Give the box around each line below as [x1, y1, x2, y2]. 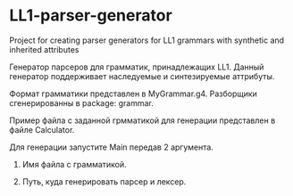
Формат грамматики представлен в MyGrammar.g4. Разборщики [9, 88, 257, 99]
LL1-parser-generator [9, 5, 172, 26]
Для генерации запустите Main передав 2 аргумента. [9, 142, 214, 152]
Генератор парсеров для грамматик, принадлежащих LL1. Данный [9, 61, 264, 72]
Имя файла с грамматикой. [21, 159, 127, 169]
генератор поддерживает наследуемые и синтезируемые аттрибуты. [9, 70, 275, 81]
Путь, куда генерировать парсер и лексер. [21, 176, 187, 187]
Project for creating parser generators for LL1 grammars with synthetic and [9, 35, 284, 45]
